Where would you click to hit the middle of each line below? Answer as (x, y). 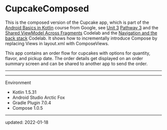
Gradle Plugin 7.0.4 (32, 103)
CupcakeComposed (47, 9)
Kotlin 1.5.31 (24, 92)
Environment (18, 82)
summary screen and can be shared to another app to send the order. (77, 64)
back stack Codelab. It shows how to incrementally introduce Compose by (81, 38)
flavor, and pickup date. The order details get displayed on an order (74, 58)
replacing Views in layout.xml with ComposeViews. (57, 43)
